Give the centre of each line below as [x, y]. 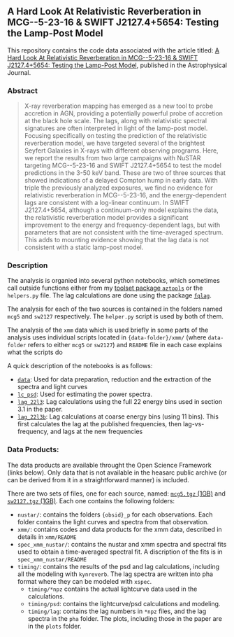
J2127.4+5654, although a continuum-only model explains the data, [121, 210]
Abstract [23, 90]
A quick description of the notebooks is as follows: [80, 366]
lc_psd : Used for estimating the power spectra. [85, 394]
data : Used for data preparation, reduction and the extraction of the [114, 379]
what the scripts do [35, 352]
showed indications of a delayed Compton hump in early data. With [121, 181]
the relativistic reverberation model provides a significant [106, 218]
